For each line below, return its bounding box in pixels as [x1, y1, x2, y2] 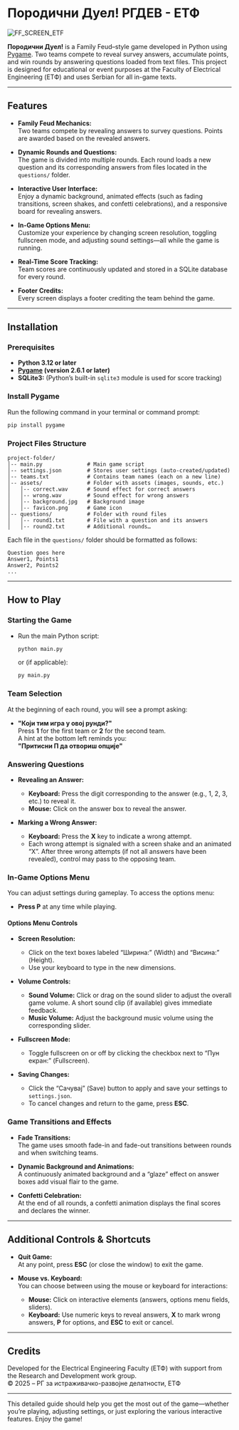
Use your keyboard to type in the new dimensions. [28, 964, 176, 972]
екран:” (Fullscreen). [28, 1056, 90, 1065]
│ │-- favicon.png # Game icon [7, 504, 122, 511]
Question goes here [7, 549, 65, 556]
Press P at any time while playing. [17, 902, 117, 911]
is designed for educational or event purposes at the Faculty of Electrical [7, 65, 221, 73]
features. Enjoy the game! [7, 1415, 83, 1424]
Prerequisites [7, 343, 55, 353]
